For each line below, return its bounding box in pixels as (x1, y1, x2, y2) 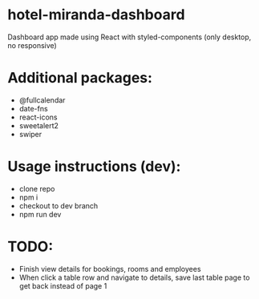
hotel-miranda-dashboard (7, 6, 185, 24)
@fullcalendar (18, 95, 66, 105)
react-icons (18, 112, 58, 122)
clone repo (18, 184, 55, 193)
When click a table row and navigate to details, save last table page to (18, 273, 250, 282)
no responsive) (7, 40, 57, 50)
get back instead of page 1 (18, 281, 107, 290)
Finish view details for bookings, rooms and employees (18, 264, 201, 273)
